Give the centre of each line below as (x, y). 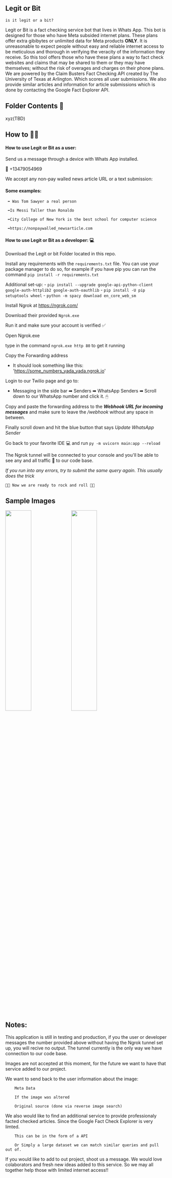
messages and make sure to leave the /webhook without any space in (79, 412)
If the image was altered (42, 1097)
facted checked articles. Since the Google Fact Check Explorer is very (79, 1121)
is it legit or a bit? (29, 20)
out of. (14, 1150)
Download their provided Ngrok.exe (42, 315)
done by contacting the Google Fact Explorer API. (58, 90)
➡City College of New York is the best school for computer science (82, 220)
